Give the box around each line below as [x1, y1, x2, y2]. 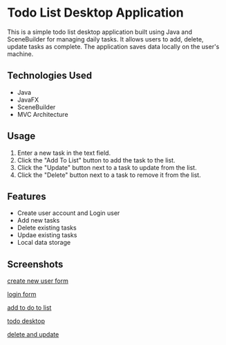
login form [7, 290, 37, 299]
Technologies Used [7, 70, 92, 82]
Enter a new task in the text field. [17, 149, 111, 157]
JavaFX [17, 95, 39, 104]
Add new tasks [17, 216, 60, 225]
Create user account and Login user [17, 209, 120, 217]
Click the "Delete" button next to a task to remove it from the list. [17, 171, 202, 179]
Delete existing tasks [17, 223, 77, 232]
